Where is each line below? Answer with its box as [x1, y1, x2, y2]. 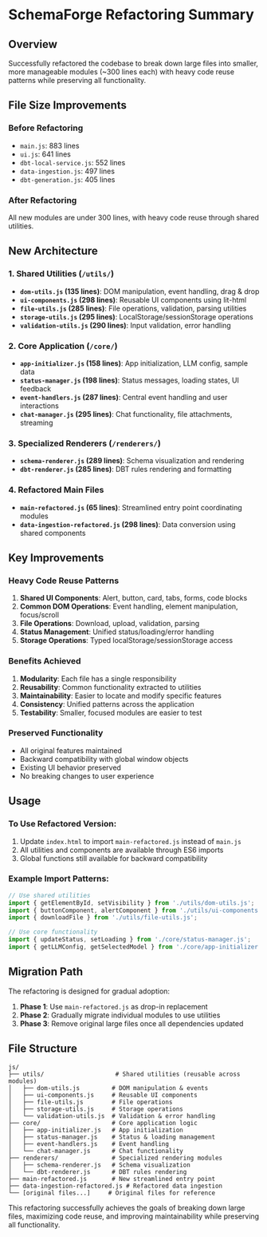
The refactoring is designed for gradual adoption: [8, 986, 170, 996]
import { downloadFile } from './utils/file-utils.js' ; [8, 914, 198, 922]
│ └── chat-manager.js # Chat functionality [8, 1147, 183, 1155]
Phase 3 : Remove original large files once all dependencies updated [19, 1018, 244, 1028]
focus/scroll [19, 610, 60, 620]
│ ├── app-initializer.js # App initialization [8, 1126, 183, 1134]
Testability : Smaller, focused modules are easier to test [19, 708, 202, 717]
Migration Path [8, 965, 84, 979]
